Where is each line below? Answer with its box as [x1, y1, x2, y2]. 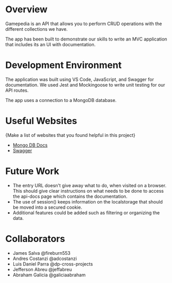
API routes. [5, 87, 29, 93]
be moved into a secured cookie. [12, 204, 82, 210]
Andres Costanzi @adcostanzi [12, 255, 77, 261]
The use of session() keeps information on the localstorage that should [12, 198, 163, 205]
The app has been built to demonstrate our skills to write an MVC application [5, 36, 167, 42]
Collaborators [5, 233, 65, 245]
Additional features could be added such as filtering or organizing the [12, 209, 160, 216]
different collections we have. [5, 26, 68, 32]
